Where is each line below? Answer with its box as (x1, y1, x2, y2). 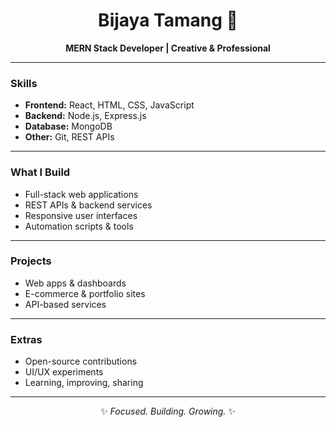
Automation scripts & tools (24, 220, 134, 232)
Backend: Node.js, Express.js (24, 110, 147, 122)
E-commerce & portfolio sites (24, 287, 146, 299)
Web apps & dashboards (24, 277, 127, 289)
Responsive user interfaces (24, 209, 138, 221)
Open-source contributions (24, 355, 138, 368)
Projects (10, 254, 52, 268)
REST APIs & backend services (24, 199, 153, 211)
